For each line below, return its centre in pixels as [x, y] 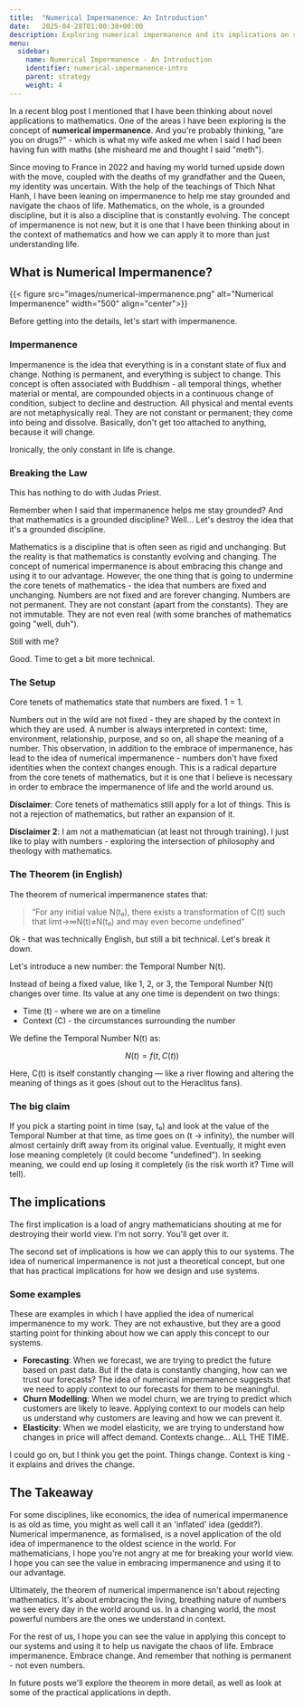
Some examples [45, 1294]
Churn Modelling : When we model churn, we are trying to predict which [157, 1399]
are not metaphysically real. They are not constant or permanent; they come [151, 412]
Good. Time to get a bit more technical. [82, 659]
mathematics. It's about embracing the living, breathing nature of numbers [148, 1599]
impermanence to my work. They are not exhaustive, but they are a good [145, 1324]
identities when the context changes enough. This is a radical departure [143, 768]
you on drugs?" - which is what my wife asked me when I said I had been [146, 139]
